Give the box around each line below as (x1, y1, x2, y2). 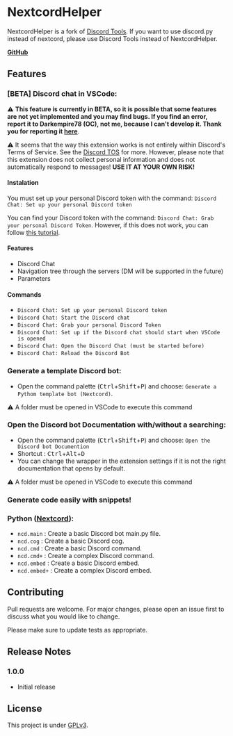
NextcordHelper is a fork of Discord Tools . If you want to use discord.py (7, 27, 214, 35)
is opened (17, 335, 47, 343)
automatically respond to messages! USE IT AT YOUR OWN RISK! (7, 163, 195, 171)
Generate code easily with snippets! (7, 495, 132, 505)
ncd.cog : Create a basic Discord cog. (17, 537, 124, 546)
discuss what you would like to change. (7, 612, 120, 621)
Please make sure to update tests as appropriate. (7, 625, 148, 634)
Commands (7, 290, 42, 299)
